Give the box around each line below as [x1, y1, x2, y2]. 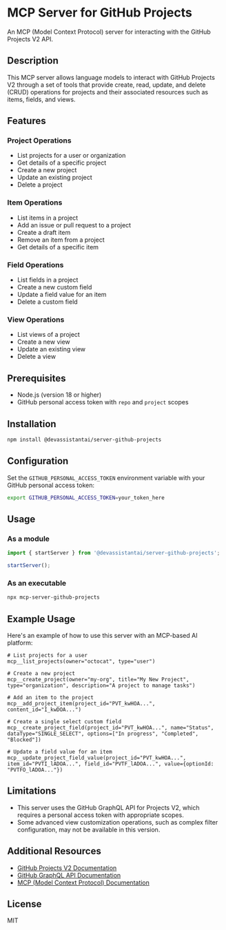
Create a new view [17, 338, 70, 346]
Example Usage [7, 613, 76, 625]
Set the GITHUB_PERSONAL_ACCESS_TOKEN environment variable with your [7, 473, 205, 482]
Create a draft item [17, 228, 71, 236]
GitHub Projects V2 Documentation [17, 863, 117, 872]
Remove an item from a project [17, 236, 105, 244]
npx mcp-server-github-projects [7, 594, 100, 601]
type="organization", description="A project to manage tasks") [7, 682, 196, 689]
